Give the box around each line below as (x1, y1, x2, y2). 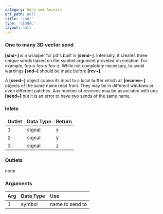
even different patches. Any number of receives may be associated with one (5, 88, 158, 94)
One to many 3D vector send (5, 42, 74, 48)
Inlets (5, 106, 18, 112)
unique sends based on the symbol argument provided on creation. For (5, 58, 147, 64)
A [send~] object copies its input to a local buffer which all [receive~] (5, 78, 145, 84)
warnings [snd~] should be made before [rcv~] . (5, 68, 102, 74)
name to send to (50, 201, 87, 208)
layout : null (5, 25, 32, 30)
